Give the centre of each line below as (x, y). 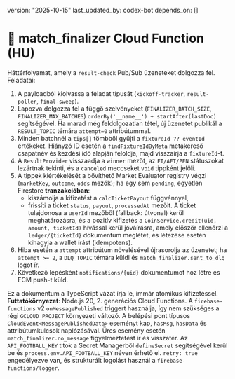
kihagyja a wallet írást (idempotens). (80, 242)
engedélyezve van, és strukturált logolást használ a (81, 360)
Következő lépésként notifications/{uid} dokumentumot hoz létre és (119, 272)
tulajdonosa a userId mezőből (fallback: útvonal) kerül (106, 212)
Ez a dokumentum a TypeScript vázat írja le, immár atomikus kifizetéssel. (113, 293)
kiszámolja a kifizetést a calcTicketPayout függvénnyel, (108, 198)
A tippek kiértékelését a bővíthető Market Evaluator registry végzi (112, 175)
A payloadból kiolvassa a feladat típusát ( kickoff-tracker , (101, 93)
